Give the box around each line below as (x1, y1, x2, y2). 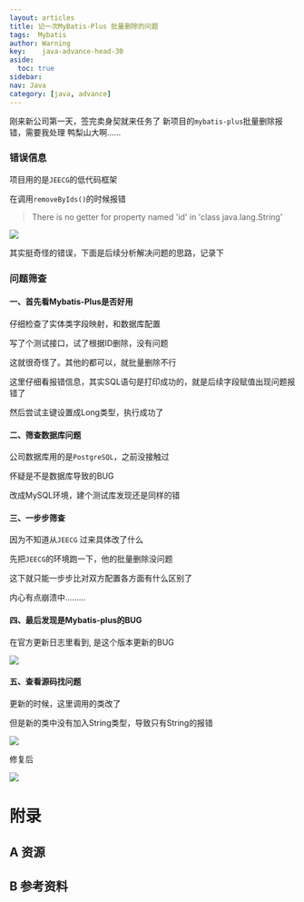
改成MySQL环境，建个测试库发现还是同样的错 (9, 490, 181, 501)
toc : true (17, 64, 54, 74)
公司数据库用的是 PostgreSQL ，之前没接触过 (9, 451, 170, 462)
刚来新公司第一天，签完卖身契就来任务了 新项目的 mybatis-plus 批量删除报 (9, 115, 283, 126)
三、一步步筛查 (9, 512, 65, 523)
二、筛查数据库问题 (9, 429, 82, 441)
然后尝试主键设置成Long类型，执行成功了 (9, 406, 164, 418)
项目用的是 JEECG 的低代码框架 (9, 173, 118, 184)
